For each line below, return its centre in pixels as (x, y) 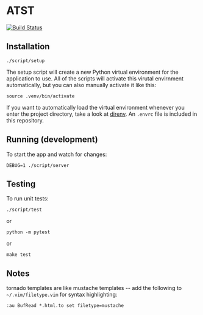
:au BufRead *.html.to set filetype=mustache (65, 306)
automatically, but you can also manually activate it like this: (81, 85)
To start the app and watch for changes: (57, 154)
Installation (28, 47)
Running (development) (52, 140)
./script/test (24, 210)
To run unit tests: (27, 199)
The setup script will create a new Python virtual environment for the (92, 72)
